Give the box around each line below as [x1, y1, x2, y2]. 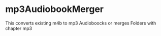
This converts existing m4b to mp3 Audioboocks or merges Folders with [5, 20, 156, 26]
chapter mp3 [5, 25, 33, 31]
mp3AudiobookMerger [5, 3, 104, 15]
